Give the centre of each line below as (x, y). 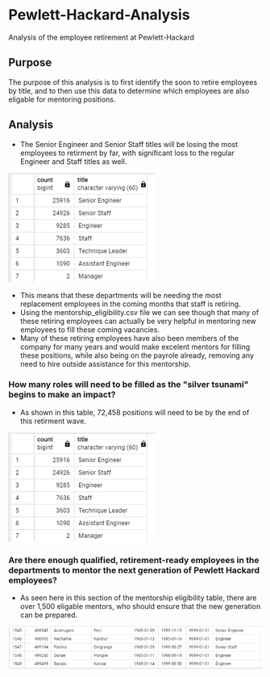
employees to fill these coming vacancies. (89, 330)
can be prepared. (49, 615)
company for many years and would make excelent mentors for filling (135, 347)
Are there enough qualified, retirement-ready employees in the (134, 560)
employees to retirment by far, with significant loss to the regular (127, 153)
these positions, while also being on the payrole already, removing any (137, 355)
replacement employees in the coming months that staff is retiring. (130, 304)
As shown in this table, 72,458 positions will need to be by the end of (135, 412)
